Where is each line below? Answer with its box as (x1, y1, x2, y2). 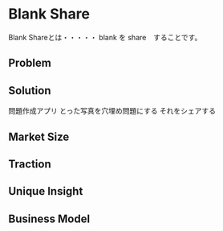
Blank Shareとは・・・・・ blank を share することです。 (8, 32, 202, 42)
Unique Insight (8, 184, 83, 198)
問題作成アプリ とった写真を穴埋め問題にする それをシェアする (8, 106, 217, 116)
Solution (8, 84, 51, 97)
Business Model (8, 212, 91, 225)
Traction (8, 157, 51, 171)
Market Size (8, 130, 70, 143)
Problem (8, 56, 52, 70)
